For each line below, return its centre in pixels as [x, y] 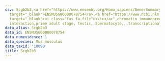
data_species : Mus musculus [34, 42]
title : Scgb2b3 [21, 51]
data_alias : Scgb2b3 [26, 28]
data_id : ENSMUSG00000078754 [35, 32]
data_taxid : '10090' [26, 46]
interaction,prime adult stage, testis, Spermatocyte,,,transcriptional [85, 23]
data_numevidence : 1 [26, 37]
